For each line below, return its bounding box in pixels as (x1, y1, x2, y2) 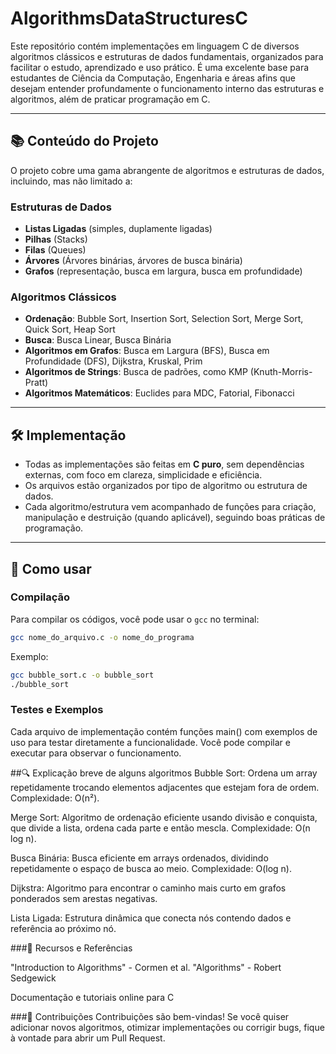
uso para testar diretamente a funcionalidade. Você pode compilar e (10, 736, 291, 748)
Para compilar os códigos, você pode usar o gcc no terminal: (10, 613, 260, 625)
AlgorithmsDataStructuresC (10, 7, 248, 30)
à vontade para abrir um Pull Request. (10, 1032, 166, 1044)
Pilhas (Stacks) (24, 233, 88, 246)
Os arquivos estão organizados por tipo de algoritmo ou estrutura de (24, 480, 308, 492)
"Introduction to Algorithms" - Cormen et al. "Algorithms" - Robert (10, 961, 282, 973)
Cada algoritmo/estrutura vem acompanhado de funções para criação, (24, 501, 317, 513)
